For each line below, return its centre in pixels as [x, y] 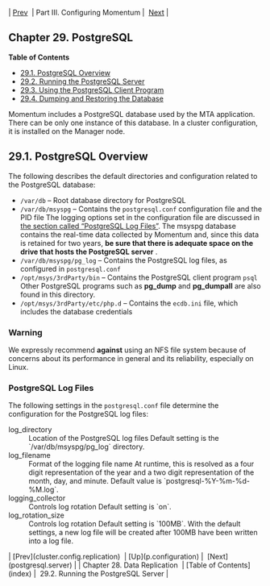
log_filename [29, 455]
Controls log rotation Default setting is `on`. [100, 507]
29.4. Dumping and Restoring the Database [91, 98]
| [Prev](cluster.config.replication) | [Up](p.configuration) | [106, 557]
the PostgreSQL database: [52, 185]
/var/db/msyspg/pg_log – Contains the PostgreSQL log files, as [123, 260]
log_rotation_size [36, 515]
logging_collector [37, 498]
